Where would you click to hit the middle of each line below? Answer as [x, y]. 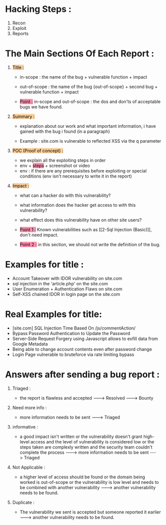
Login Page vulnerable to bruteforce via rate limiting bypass [73, 354]
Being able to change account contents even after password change [82, 349]
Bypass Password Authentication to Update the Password [71, 333]
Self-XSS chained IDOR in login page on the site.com [66, 294]
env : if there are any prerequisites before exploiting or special [83, 171]
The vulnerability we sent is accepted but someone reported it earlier [90, 512]
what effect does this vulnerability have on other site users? [81, 220]
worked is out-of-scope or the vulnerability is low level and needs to [89, 482]
